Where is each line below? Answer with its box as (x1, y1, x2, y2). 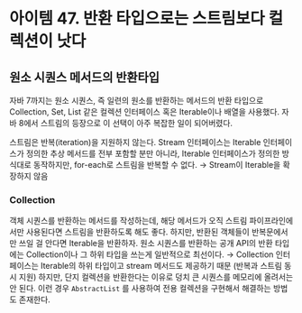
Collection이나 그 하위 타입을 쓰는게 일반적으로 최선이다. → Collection (25, 249, 274, 260)
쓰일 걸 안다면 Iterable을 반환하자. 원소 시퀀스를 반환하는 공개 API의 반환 (18, 238, 273, 249)
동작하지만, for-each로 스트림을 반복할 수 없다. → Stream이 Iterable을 (32, 160, 281, 170)
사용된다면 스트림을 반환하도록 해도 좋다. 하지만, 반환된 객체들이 (25, 226, 250, 237)
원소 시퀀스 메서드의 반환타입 (9, 69, 160, 85)
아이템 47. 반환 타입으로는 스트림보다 (9, 8, 266, 29)
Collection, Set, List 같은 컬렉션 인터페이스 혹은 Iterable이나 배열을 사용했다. (9, 106, 280, 117)
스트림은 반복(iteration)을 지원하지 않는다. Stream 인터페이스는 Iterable (9, 137, 261, 147)
